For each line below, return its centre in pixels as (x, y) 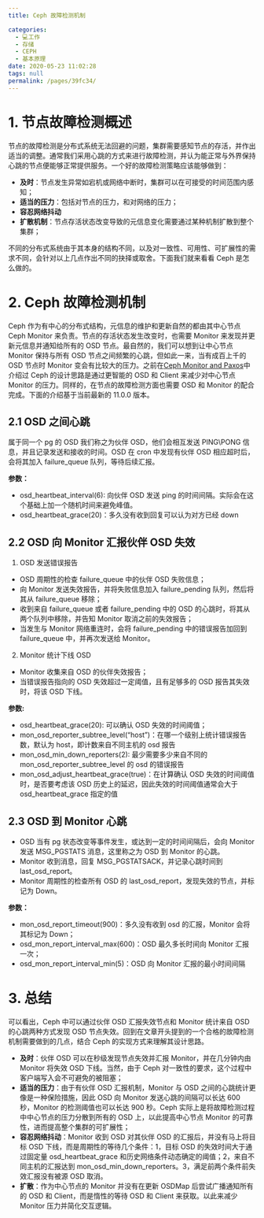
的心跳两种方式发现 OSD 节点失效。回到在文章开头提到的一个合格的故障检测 (131, 1031)
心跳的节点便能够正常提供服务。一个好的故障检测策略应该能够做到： (118, 165)
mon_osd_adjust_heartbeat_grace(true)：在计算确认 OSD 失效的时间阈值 (137, 774)
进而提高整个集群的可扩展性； (82, 1127)
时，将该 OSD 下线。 (53, 692)
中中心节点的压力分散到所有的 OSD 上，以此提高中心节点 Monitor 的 (129, 1117)
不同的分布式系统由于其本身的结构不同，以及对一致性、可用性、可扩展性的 (128, 248)
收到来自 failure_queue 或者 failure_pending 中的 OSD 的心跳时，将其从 (134, 609)
